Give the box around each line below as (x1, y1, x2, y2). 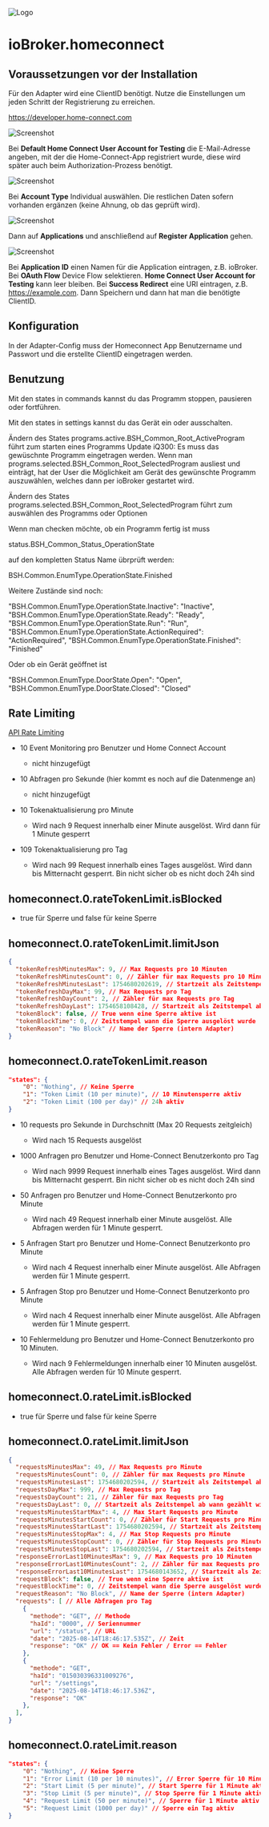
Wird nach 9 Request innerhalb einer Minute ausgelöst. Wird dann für (31, 821, 261, 830)
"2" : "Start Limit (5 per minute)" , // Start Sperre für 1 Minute (22, 1782, 249, 1790)
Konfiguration (8, 319, 79, 333)
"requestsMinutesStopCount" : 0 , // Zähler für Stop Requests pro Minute (15, 1538, 263, 1546)
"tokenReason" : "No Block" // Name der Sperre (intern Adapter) (15, 1025, 235, 1033)
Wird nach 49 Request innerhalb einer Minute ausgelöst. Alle (31, 1214, 232, 1224)
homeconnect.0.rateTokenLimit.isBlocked (8, 892, 223, 905)
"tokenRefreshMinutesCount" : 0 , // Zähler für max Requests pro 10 (15, 973, 246, 981)
